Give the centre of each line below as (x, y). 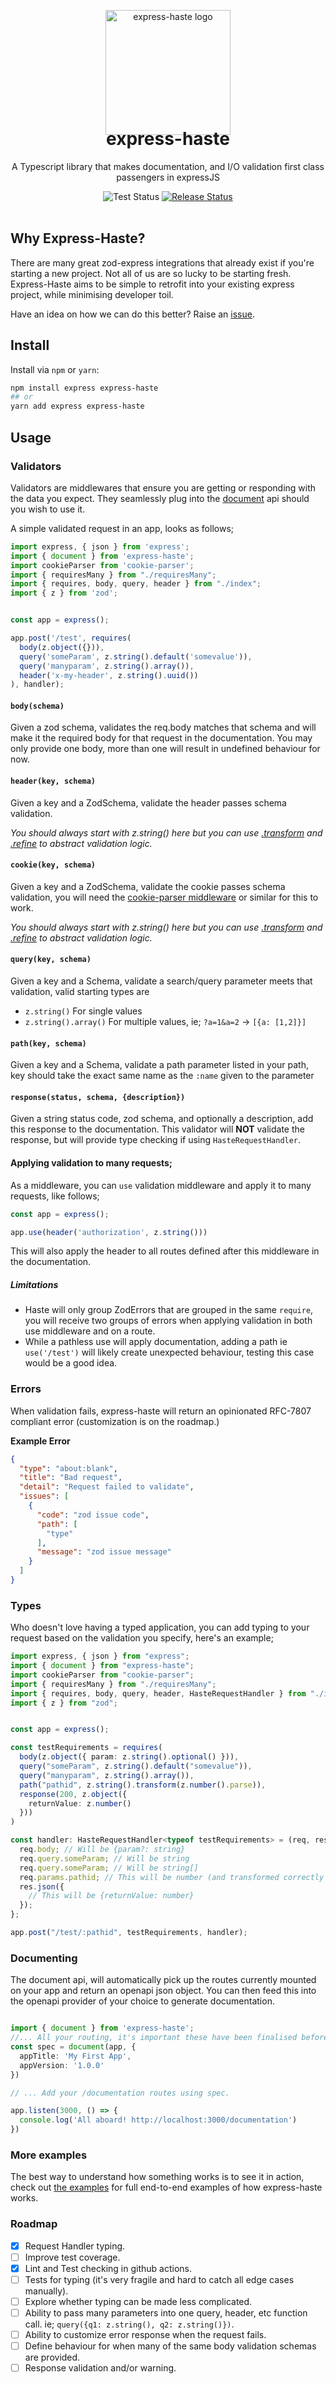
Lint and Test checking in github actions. (108, 2268)
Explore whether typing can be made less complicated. (138, 2301)
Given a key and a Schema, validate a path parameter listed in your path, (159, 1065)
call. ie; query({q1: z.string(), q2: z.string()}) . (129, 2324)
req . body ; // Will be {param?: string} (102, 1850)
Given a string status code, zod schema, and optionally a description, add (162, 1119)
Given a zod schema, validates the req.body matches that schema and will (163, 727)
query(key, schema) (51, 960)
